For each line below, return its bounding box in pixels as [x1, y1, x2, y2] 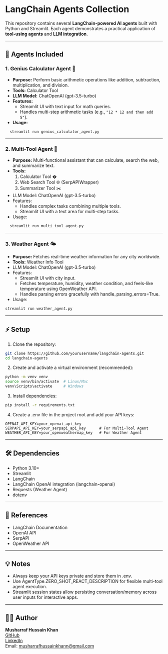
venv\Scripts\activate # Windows [5, 384, 84, 389]
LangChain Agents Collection [5, 4, 129, 15]
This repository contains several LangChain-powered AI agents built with [5, 20, 157, 26]
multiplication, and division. [12, 82, 69, 88]
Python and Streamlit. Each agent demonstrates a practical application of [5, 25, 156, 31]
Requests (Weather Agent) [12, 486, 67, 492]
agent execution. [12, 584, 47, 590]
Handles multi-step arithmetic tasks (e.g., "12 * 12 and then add [19, 109, 153, 115]
